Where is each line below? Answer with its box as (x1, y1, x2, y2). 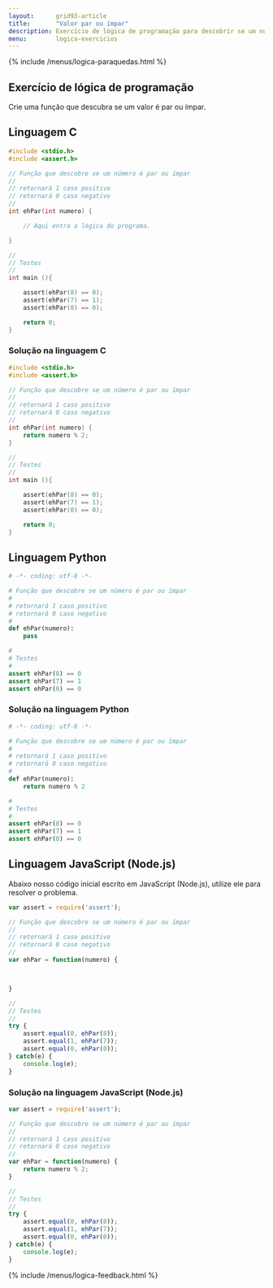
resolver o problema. (8, 887, 79, 897)
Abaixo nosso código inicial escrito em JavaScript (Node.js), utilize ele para (8, 879, 262, 889)
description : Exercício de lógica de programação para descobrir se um (8, 27, 256, 35)
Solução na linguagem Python (8, 704, 130, 716)
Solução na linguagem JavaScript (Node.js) (8, 1086, 184, 1098)
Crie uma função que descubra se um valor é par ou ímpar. (8, 102, 206, 112)
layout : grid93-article (8, 11, 107, 20)
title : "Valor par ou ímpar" (8, 20, 129, 28)
